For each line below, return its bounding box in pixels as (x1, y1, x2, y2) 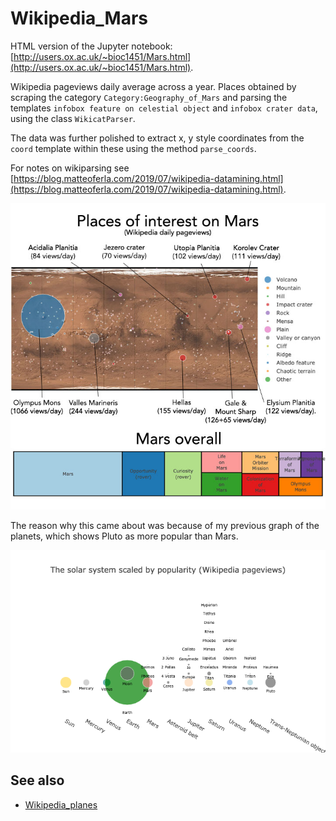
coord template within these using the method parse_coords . (10, 142, 257, 154)
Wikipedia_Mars (10, 7, 148, 30)
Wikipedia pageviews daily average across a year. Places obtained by (10, 80, 297, 92)
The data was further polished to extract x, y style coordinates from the (10, 132, 305, 144)
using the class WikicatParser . (10, 112, 136, 124)
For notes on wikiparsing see (10, 162, 130, 174)
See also (10, 772, 65, 789)
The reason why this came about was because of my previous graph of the (10, 519, 320, 531)
